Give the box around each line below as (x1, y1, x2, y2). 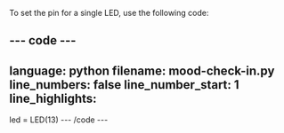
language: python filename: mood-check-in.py (9, 63, 275, 78)
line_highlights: (9, 90, 97, 106)
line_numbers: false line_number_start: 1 (9, 77, 239, 92)
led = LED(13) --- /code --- (9, 114, 109, 125)
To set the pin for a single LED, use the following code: (9, 8, 209, 18)
